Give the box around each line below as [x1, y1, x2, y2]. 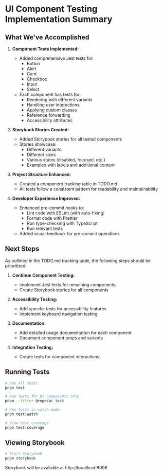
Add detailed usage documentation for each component [19, 330, 132, 335]
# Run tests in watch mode [5, 407, 60, 412]
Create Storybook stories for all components [19, 287, 109, 293]
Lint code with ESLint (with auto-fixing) [26, 210, 105, 216]
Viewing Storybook [5, 439, 65, 447]
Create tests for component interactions [19, 353, 100, 359]
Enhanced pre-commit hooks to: [19, 205, 84, 211]
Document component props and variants [19, 334, 103, 341]
